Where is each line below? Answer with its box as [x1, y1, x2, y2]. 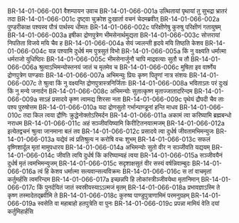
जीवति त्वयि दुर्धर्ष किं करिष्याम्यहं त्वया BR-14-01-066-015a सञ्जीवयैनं [56, 151, 223, 160]
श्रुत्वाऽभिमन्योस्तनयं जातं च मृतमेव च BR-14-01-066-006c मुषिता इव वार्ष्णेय [38, 63, 216, 71]
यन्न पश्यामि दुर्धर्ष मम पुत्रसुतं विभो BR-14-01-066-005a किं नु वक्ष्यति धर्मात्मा [48, 47, 226, 55]
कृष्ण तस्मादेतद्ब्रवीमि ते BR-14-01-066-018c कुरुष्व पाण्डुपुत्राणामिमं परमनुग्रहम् [7, 191, 190, 199]
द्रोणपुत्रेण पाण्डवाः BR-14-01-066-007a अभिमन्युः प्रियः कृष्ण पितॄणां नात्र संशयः [7, 71, 188, 79]
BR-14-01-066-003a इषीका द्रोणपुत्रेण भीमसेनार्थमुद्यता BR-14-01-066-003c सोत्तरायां [7, 31, 221, 39]
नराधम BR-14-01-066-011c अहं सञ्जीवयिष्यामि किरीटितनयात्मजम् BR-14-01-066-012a [7, 119, 225, 128]
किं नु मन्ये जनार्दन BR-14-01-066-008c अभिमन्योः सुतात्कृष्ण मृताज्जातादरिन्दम [7, 87, 193, 95]
